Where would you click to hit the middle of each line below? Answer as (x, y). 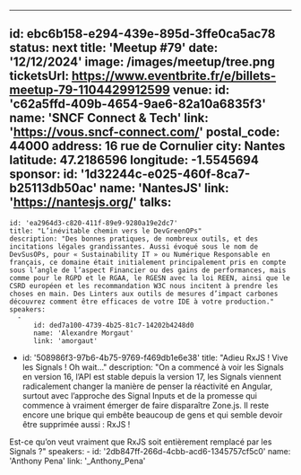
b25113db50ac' (53, 188)
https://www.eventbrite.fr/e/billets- (174, 76)
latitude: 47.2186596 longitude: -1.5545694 (134, 160)
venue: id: (201, 90)
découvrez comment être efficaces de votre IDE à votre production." (142, 302)
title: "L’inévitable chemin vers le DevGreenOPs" (106, 231)
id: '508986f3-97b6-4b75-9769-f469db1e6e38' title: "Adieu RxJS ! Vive (155, 357)
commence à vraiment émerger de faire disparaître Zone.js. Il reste (146, 405)
